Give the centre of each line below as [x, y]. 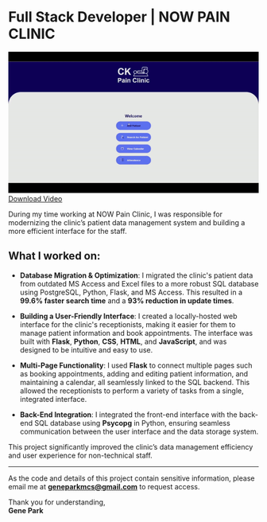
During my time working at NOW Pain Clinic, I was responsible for [115, 214]
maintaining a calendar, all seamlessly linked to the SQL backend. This [135, 382]
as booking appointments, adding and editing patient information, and [134, 373]
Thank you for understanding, [57, 502]
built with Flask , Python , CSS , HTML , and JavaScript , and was [123, 341]
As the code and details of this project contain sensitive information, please [132, 478]
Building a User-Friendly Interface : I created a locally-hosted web [128, 316]
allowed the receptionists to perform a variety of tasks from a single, [132, 391]
